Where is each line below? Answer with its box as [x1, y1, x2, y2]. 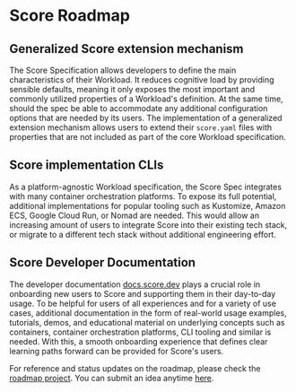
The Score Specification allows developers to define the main [9, 65, 237, 75]
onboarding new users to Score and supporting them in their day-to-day [9, 288, 276, 299]
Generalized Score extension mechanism [9, 41, 244, 57]
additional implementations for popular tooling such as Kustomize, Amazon [9, 200, 286, 211]
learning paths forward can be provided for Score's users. [9, 345, 224, 356]
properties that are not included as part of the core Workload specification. [9, 132, 287, 142]
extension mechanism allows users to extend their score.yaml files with [9, 122, 273, 133]
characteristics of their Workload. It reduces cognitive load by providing [9, 74, 275, 85]
